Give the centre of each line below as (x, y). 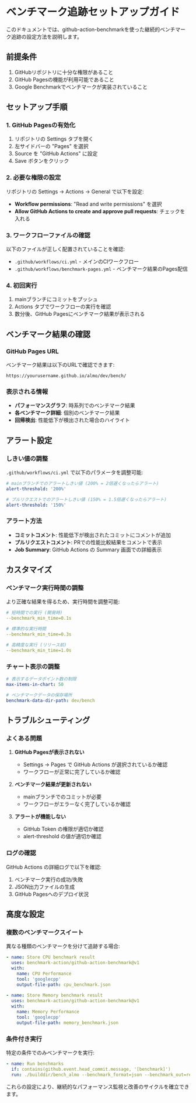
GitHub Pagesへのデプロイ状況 (52, 894)
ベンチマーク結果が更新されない (53, 784)
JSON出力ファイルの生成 (45, 887)
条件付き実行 (24, 1039)
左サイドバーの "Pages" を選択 (51, 146)
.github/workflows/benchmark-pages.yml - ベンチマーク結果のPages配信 (101, 269)
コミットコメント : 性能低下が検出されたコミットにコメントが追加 (92, 535)
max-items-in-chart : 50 (35, 684)
